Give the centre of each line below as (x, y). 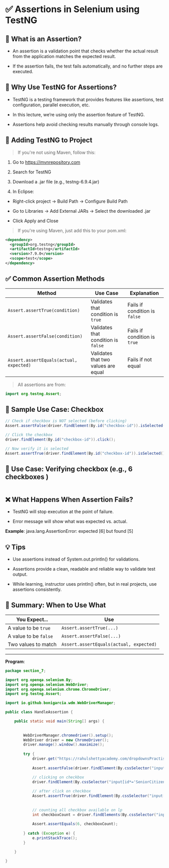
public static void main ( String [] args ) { (59, 721)
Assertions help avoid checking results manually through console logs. (86, 124)
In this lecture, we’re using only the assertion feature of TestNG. (78, 114)
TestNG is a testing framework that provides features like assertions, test (88, 99)
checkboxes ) (27, 477)
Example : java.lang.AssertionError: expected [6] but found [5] (69, 531)
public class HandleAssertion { (39, 712)
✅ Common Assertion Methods (55, 279)
